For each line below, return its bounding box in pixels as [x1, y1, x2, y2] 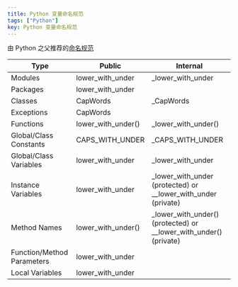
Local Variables [11, 268, 62, 278]
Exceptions [11, 108, 48, 118]
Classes [11, 96, 38, 106]
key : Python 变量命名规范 [7, 23, 78, 30]
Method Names [11, 223, 62, 232]
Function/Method [11, 247, 69, 257]
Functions [11, 119, 44, 129]
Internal [176, 61, 203, 71]
